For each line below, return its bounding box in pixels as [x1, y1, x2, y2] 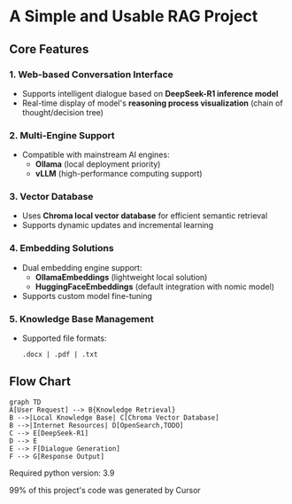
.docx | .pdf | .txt [21, 350, 98, 359]
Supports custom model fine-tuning [21, 290, 153, 301]
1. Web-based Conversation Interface [9, 68, 174, 81]
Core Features [9, 42, 89, 57]
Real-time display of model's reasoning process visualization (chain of [21, 98, 283, 108]
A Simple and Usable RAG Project [9, 6, 258, 27]
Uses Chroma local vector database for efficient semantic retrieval [21, 210, 268, 221]
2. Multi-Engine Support [9, 129, 115, 141]
